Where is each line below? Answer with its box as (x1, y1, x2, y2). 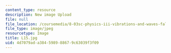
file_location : (5, 21, 38, 27)
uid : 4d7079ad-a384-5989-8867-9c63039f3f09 (5, 40, 99, 45)
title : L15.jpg (5, 36, 38, 41)
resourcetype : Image (5, 31, 49, 36)
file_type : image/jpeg (5, 26, 53, 31)
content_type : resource (5, 7, 56, 13)
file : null (5, 17, 28, 22)
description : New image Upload (5, 12, 72, 17)
